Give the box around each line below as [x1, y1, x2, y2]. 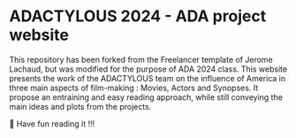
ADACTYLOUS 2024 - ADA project [9, 6, 267, 27]
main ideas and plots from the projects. [9, 101, 152, 111]
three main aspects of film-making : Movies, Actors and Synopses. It [9, 82, 259, 93]
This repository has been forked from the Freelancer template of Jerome [9, 54, 274, 65]
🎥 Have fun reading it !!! [9, 118, 95, 129]
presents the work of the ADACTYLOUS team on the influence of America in [9, 73, 285, 83]
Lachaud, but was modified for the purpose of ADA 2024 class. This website [9, 64, 288, 74]
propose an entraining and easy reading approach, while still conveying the [9, 91, 283, 103]
